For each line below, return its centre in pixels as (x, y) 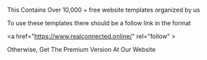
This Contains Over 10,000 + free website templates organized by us (104, 10)
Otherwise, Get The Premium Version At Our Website (81, 49)
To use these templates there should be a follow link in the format (99, 23)
